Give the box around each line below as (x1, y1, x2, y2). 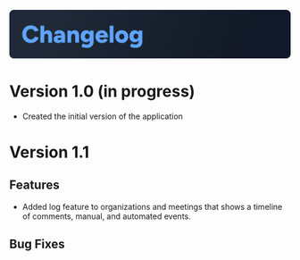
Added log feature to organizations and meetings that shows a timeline (21, 201, 283, 212)
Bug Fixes (9, 236, 65, 251)
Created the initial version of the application (21, 111, 183, 122)
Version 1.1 (9, 142, 89, 162)
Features (9, 178, 60, 193)
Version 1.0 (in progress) (9, 81, 196, 101)
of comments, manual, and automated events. (21, 211, 192, 222)
